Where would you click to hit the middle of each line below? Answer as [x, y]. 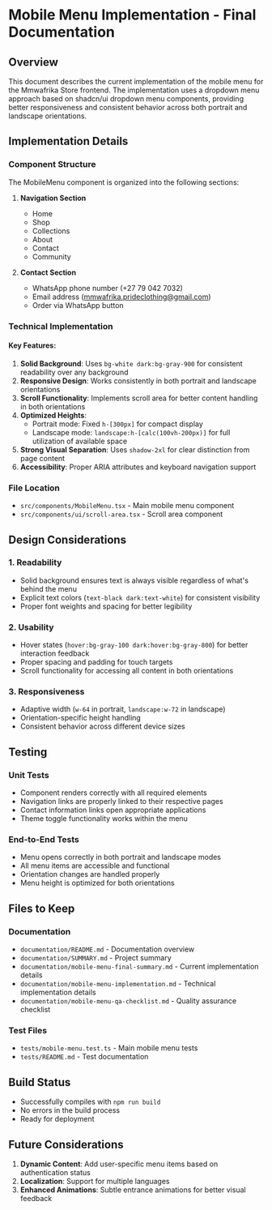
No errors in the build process [70, 1110]
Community [51, 256]
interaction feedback [55, 653]
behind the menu [48, 588]
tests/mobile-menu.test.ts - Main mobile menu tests [109, 1048]
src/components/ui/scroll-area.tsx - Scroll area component [121, 514]
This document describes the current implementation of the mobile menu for [136, 81]
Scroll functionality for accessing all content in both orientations [127, 671]
